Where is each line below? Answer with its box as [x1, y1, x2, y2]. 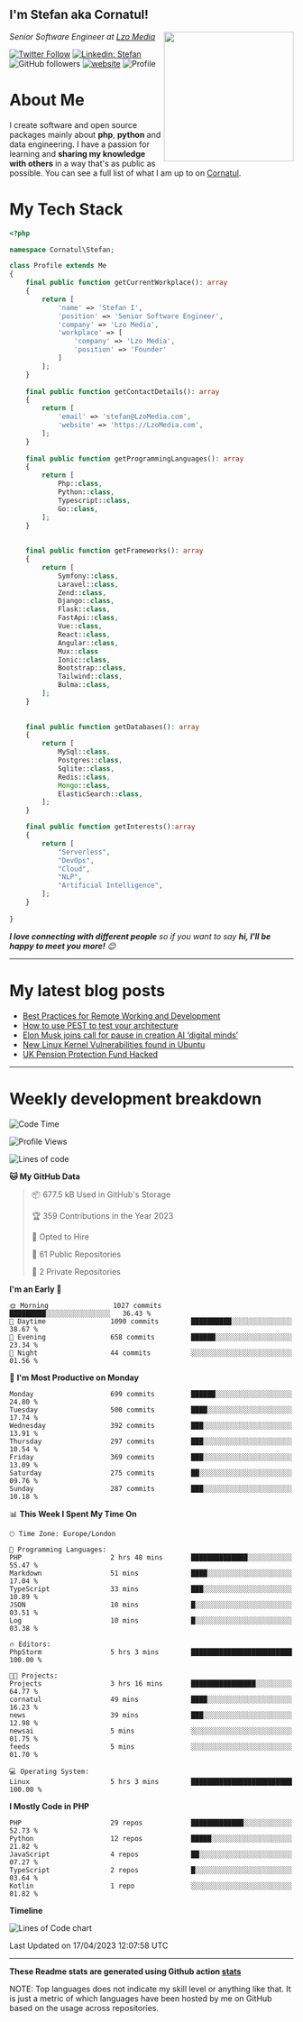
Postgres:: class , [57, 756, 124, 765]
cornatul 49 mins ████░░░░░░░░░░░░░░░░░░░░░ [9, 1695, 293, 1704]
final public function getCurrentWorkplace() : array [25, 279, 228, 288]
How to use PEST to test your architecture [22, 1020, 179, 1030]
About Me [9, 90, 85, 110]
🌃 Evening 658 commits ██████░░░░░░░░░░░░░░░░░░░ [9, 1332, 293, 1341]
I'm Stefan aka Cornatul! [9, 7, 149, 23]
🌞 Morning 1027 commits [9, 1301, 162, 1310]
